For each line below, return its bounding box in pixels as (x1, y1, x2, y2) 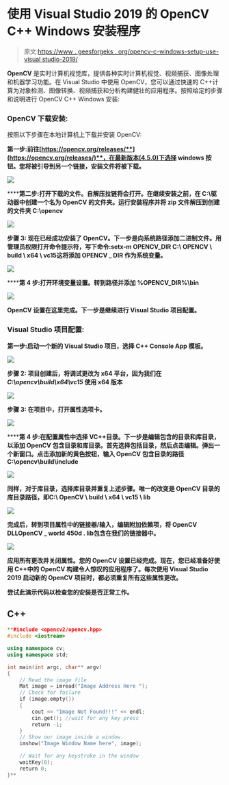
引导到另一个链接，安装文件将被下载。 (36, 162, 145, 171)
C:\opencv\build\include (7, 457, 79, 466)
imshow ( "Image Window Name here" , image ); (19, 740, 142, 747)
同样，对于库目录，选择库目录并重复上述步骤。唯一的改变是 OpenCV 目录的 (7, 484, 221, 493)
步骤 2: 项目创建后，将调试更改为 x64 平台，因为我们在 (7, 369, 162, 377)
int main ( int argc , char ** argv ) (7, 664, 103, 671)
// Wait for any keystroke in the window (19, 753, 139, 760)
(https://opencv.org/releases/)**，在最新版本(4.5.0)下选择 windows (7, 153, 204, 162)
